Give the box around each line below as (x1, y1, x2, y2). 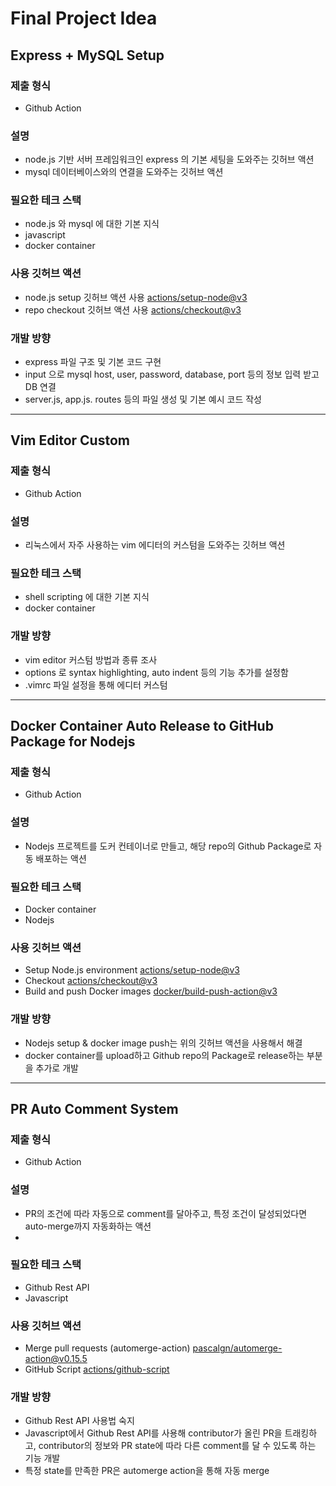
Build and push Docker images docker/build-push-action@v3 (24, 985, 278, 997)
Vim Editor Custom (10, 432, 130, 449)
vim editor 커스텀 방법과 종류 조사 (24, 653, 158, 666)
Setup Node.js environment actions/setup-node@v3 (24, 964, 240, 976)
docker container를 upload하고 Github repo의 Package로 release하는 (24, 1049, 305, 1061)
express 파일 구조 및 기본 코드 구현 (24, 356, 162, 368)
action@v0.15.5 (24, 1353, 88, 1365)
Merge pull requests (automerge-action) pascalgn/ (24, 1342, 234, 1354)
